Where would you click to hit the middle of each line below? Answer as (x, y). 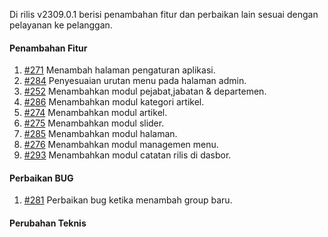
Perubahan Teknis (48, 223)
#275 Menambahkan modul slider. (94, 123)
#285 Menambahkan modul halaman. (100, 134)
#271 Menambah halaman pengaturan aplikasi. (119, 70)
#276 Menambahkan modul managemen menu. (121, 145)
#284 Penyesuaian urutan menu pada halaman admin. (135, 81)
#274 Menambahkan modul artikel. (95, 113)
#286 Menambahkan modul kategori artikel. (114, 102)
